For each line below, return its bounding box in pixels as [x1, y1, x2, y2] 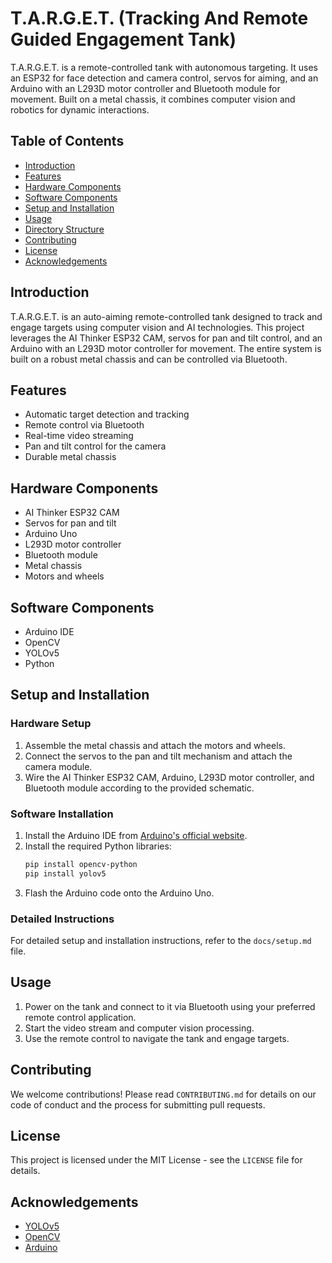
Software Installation [10, 807, 114, 821]
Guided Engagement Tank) [10, 28, 237, 51]
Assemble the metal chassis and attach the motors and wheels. [24, 739, 286, 751]
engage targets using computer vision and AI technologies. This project [10, 321, 305, 333]
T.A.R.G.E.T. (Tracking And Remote [10, 7, 309, 30]
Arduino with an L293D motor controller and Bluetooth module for [10, 82, 281, 94]
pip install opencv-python [24, 859, 138, 869]
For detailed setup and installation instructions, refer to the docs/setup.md [10, 935, 312, 947]
